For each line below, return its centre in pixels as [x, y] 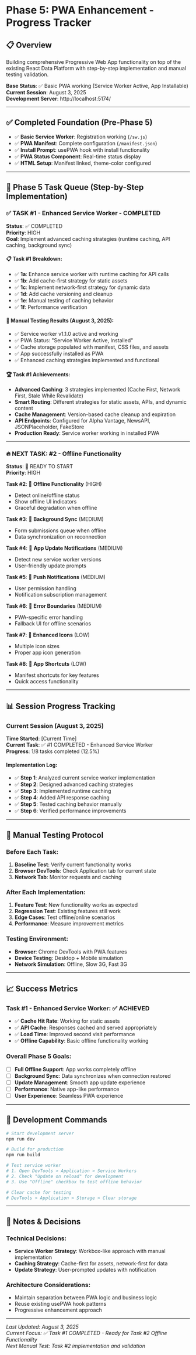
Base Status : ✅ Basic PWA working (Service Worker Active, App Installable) [97, 86]
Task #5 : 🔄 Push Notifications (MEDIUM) [56, 577]
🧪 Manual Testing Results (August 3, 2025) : [60, 321]
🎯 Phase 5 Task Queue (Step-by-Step [75, 187]
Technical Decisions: [36, 1238]
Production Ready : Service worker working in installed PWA [87, 433]
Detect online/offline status [47, 495]
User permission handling [45, 588]
